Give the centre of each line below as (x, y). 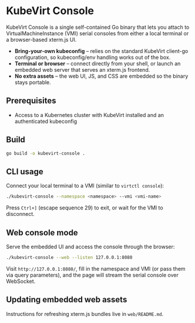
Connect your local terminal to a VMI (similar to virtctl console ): (85, 186)
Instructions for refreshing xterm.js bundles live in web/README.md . (85, 314)
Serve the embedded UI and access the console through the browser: (90, 247)
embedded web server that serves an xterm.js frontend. (82, 69)
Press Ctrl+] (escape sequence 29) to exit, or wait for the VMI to (85, 208)
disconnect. (21, 214)
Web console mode (42, 233)
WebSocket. (21, 281)
